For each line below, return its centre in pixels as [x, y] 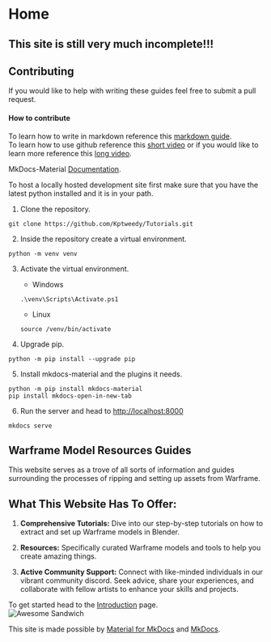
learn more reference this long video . [70, 153]
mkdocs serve [30, 426]
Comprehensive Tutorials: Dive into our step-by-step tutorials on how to [142, 524]
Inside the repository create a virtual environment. [104, 239]
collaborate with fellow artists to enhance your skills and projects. [129, 589]
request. [22, 100]
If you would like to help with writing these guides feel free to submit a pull [132, 91]
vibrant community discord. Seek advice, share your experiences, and [137, 580]
